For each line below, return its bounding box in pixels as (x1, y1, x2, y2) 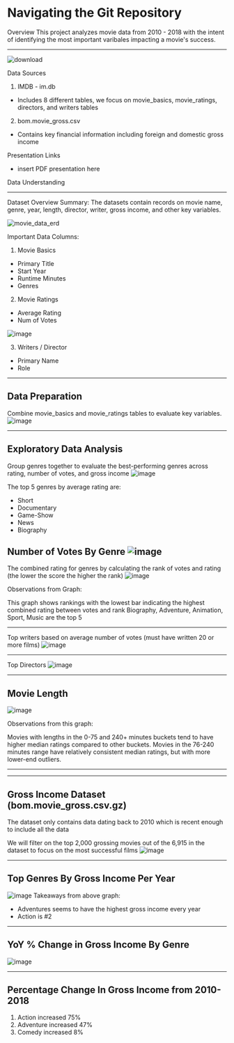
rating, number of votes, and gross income (7, 469, 130, 478)
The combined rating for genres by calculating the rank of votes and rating (7, 564, 221, 572)
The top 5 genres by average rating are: (7, 483, 121, 491)
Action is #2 (17, 912, 52, 920)
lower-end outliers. (7, 755, 61, 764)
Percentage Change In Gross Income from (7, 984, 193, 996)
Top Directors (7, 661, 47, 669)
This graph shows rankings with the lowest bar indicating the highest (7, 599, 205, 607)
